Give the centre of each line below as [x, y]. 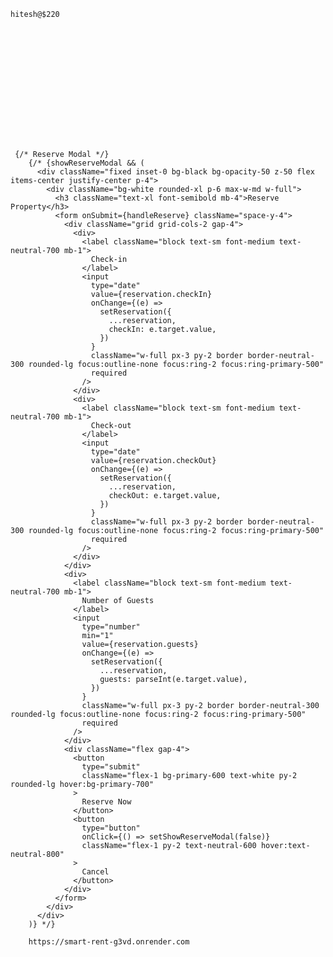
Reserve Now [106, 802]
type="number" [111, 627]
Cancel [95, 872]
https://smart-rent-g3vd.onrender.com [109, 942]
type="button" [111, 828]
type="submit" [111, 767]
